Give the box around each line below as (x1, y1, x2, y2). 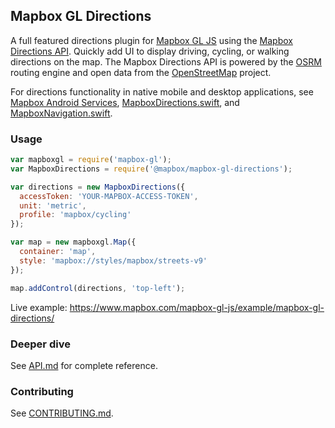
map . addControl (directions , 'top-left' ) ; (10, 283, 186, 293)
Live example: (10, 301, 68, 313)
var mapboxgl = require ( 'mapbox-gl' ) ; (10, 155, 172, 165)
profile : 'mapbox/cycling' (19, 210, 132, 220)
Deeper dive (10, 337, 71, 351)
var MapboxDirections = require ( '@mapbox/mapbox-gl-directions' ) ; (10, 164, 293, 174)
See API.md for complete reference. (10, 359, 158, 371)
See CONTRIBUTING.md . (10, 407, 114, 419)
